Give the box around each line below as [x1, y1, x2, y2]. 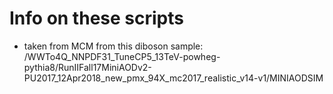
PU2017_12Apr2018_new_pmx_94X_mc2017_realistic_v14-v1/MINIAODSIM [23, 72, 324, 84]
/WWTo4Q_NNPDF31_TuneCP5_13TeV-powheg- [23, 50, 221, 62]
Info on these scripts [9, 7, 184, 30]
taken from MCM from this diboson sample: [23, 40, 204, 52]
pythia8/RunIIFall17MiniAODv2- [23, 61, 152, 73]
